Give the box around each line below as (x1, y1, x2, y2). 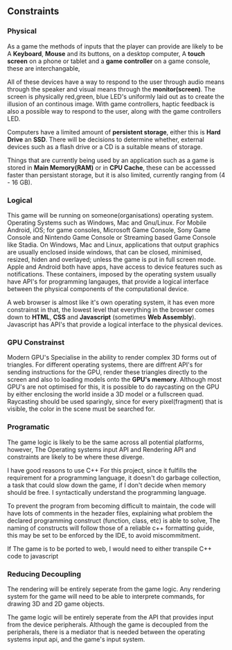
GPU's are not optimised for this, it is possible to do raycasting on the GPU (7, 383, 220, 391)
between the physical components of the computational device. (7, 284, 189, 293)
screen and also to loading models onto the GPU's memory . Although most (7, 376, 222, 384)
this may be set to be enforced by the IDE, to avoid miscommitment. (7, 531, 201, 539)
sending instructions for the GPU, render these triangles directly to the (7, 368, 208, 376)
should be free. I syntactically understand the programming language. (7, 488, 206, 496)
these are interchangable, (7, 64, 80, 72)
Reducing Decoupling (7, 569, 82, 579)
